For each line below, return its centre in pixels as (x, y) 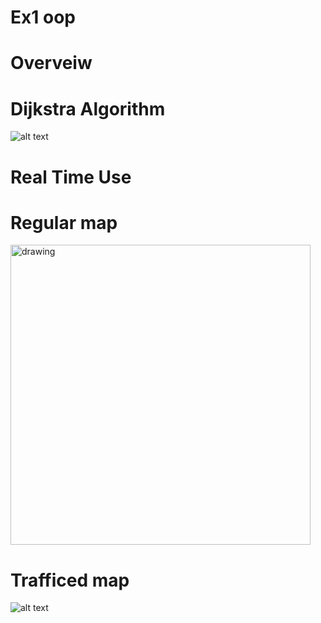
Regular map (64, 222)
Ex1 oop (43, 17)
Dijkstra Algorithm (88, 108)
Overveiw (51, 63)
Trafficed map (70, 580)
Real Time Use (71, 177)
